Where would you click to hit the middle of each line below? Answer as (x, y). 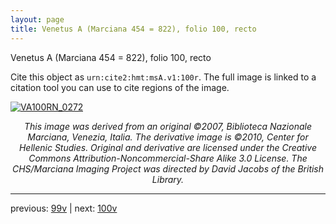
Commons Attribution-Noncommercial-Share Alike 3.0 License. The (168, 158)
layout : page (37, 19)
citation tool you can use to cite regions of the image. (120, 87)
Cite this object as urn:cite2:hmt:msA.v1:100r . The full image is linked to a (163, 77)
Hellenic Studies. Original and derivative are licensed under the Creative (168, 147)
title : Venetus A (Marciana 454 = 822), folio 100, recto (133, 29)
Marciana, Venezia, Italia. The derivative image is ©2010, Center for (168, 137)
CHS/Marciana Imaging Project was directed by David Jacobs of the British (168, 168)
